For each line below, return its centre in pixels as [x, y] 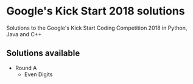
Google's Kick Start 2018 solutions [96, 11]
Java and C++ [24, 34]
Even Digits [38, 74]
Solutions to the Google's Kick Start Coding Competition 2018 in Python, [97, 28]
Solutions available [43, 53]
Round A [26, 68]
